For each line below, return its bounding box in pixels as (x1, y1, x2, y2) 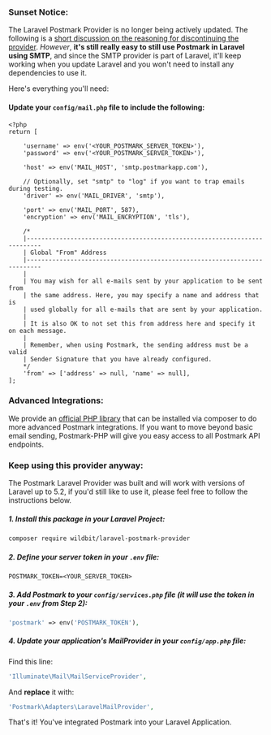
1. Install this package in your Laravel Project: (8, 514, 166, 524)
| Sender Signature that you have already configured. (23, 355, 213, 363)
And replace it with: (8, 687, 75, 697)
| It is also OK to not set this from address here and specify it (23, 319, 256, 327)
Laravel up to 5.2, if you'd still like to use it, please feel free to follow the (8, 486, 248, 497)
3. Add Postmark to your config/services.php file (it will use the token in (8, 590, 255, 599)
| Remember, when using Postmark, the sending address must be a (23, 340, 249, 349)
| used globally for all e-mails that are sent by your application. (23, 305, 264, 313)
